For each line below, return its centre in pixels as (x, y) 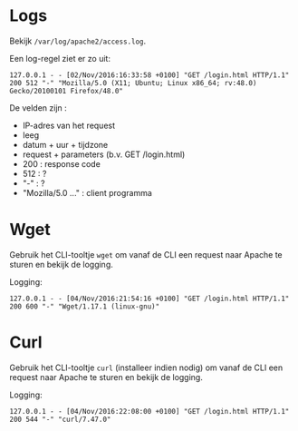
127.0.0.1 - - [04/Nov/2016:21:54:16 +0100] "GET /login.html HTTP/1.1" (149, 299)
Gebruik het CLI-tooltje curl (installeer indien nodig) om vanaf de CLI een (146, 367)
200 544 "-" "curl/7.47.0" (60, 419)
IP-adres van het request (69, 125)
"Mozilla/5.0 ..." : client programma (87, 192)
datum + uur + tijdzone (65, 144)
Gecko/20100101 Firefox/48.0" (67, 91)
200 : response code (62, 163)
